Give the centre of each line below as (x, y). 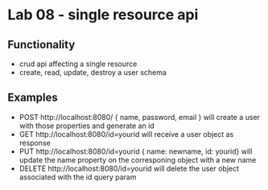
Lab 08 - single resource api (103, 15)
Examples (33, 98)
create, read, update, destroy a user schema (93, 72)
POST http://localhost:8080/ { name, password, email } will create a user (140, 117)
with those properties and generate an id (87, 126)
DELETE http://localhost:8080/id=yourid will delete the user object (129, 168)
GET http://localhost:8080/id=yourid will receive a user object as (126, 134)
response (35, 142)
